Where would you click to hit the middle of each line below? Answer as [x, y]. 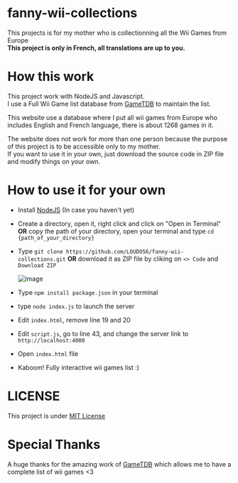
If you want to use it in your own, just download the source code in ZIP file [116, 153]
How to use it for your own [86, 190]
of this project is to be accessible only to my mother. [84, 146]
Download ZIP [37, 265]
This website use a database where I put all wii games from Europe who [113, 117]
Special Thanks [54, 444]
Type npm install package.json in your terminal [88, 292]
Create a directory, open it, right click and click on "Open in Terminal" [119, 223]
